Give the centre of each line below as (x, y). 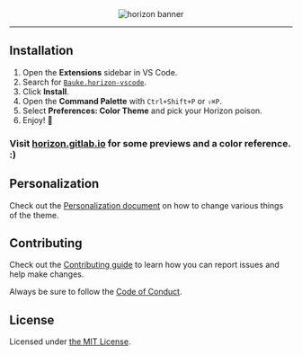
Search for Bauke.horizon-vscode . (84, 82)
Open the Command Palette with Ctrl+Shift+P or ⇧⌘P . (122, 101)
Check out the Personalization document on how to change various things (147, 205)
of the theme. (34, 215)
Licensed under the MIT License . (70, 342)
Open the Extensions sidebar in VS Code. (100, 72)
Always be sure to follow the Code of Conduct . (96, 292)
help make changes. (47, 274)
